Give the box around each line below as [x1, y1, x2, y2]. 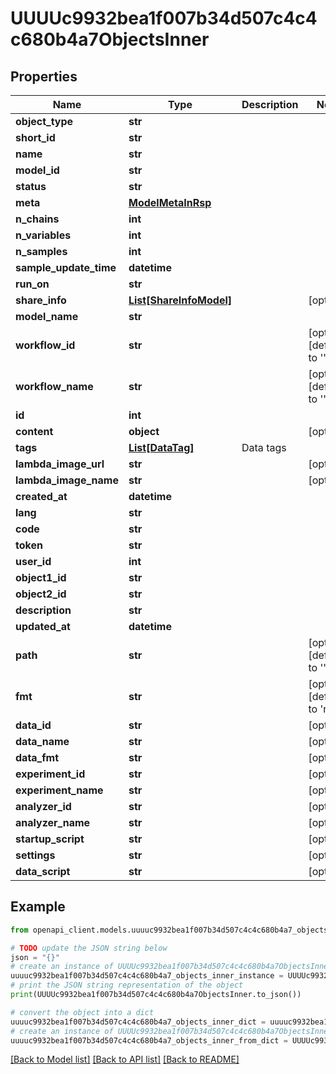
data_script [15, 865, 71, 878]
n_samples [15, 245, 68, 258]
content [15, 425, 54, 438]
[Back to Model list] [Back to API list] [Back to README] [10, 1053, 240, 1066]
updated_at [15, 620, 71, 633]
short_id [15, 131, 56, 144]
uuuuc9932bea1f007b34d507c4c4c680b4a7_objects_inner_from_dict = [10, 1035, 288, 1046]
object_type [15, 115, 74, 128]
